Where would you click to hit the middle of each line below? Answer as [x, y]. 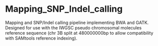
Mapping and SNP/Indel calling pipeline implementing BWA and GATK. [77, 23]
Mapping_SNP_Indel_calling [64, 9]
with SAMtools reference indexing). [41, 38]
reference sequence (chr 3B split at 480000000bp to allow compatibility [79, 33]
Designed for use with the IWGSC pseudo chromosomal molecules [73, 27]
